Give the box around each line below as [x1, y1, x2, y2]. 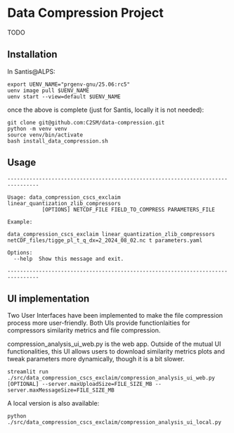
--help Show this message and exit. [13, 255, 124, 262]
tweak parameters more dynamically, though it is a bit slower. [7, 355, 185, 363]
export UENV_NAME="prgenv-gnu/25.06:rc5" [7, 81, 131, 88]
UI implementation [7, 292, 90, 304]
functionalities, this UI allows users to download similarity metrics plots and [7, 347, 225, 356]
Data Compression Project [7, 5, 164, 21]
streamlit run [7, 368, 49, 375]
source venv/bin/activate [7, 131, 83, 138]
